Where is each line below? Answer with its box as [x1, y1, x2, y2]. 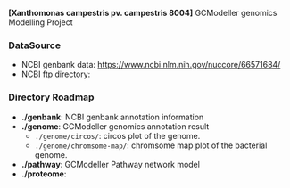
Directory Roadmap [8, 91, 95, 103]
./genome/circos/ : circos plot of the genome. [34, 130, 201, 141]
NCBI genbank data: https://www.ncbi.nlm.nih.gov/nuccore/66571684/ [21, 60, 281, 70]
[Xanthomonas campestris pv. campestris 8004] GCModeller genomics [8, 8, 278, 18]
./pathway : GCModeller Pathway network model [21, 159, 200, 169]
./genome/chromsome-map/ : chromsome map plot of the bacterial [34, 140, 268, 151]
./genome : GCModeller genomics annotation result [21, 120, 210, 132]
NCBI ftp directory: [21, 69, 91, 79]
